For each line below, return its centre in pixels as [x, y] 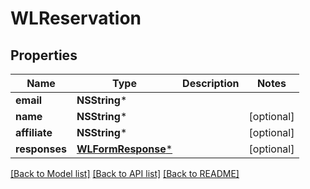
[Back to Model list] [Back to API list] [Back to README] [125, 173]
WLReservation [76, 18]
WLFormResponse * [124, 149]
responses [41, 149]
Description [211, 83]
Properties [44, 55]
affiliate [34, 132]
